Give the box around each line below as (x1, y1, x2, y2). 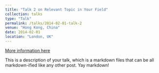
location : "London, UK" (5, 35, 54, 39)
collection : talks (5, 12, 43, 17)
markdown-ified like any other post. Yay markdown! (5, 62, 109, 68)
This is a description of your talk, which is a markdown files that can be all (5, 57, 154, 63)
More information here (5, 47, 50, 54)
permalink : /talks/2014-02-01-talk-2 (5, 20, 82, 26)
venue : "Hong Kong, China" (5, 25, 60, 30)
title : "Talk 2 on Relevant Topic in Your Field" (5, 7, 109, 12)
